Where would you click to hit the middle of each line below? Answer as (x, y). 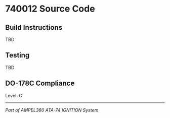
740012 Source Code (50, 9)
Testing (17, 55)
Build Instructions (34, 27)
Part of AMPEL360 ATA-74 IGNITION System (52, 110)
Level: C (14, 95)
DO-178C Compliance (40, 83)
